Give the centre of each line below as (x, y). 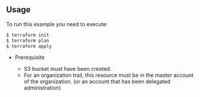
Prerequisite (30, 57)
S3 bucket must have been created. (67, 69)
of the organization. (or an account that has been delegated (97, 82)
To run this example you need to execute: (57, 24)
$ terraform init (28, 35)
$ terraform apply (29, 46)
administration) (42, 88)
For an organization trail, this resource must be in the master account (109, 75)
